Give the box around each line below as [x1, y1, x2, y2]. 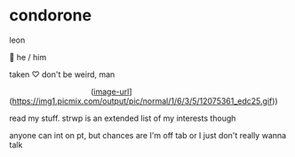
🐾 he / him [9, 51, 47, 62]
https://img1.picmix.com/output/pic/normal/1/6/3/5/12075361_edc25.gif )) [12, 95, 278, 106]
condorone [9, 5, 92, 26]
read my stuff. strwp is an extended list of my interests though [9, 113, 236, 123]
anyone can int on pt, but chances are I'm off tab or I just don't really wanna [9, 130, 287, 140]
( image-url [90, 86, 130, 97]
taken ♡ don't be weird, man [9, 68, 116, 80]
